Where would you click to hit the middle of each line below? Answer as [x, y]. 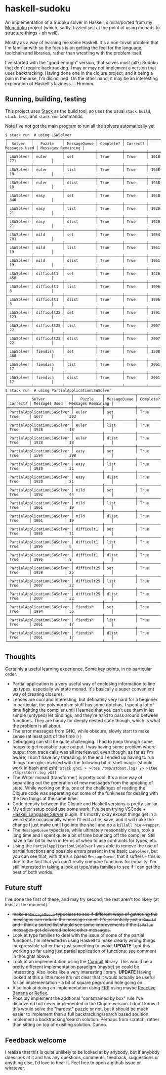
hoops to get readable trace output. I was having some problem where [84, 747]
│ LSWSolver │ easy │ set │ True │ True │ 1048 [83, 195]
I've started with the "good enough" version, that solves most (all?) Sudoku [82, 62]
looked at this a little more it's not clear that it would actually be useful [83, 977]
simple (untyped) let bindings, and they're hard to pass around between [85, 715]
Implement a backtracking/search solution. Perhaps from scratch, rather [86, 1020]
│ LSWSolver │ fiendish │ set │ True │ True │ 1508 [83, 351]
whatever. [15, 1068]
